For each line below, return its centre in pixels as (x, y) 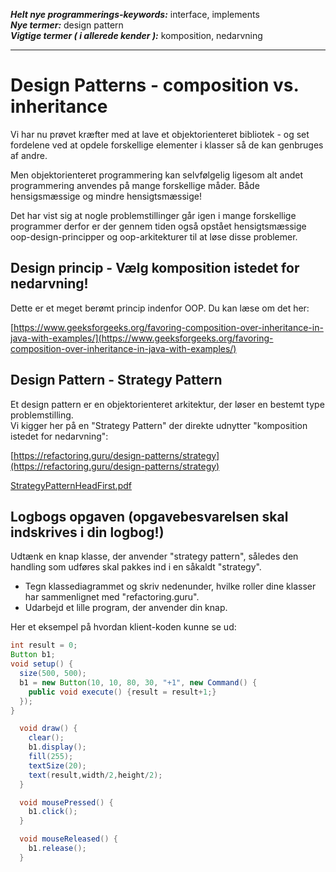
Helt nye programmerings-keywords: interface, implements (135, 14)
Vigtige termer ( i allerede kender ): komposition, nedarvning (136, 35)
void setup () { (42, 664)
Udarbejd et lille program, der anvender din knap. (126, 608)
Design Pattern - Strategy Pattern (116, 380)
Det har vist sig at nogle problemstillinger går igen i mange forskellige (153, 215)
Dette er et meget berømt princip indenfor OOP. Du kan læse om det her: (160, 308)
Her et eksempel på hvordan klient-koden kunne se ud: (123, 627)
